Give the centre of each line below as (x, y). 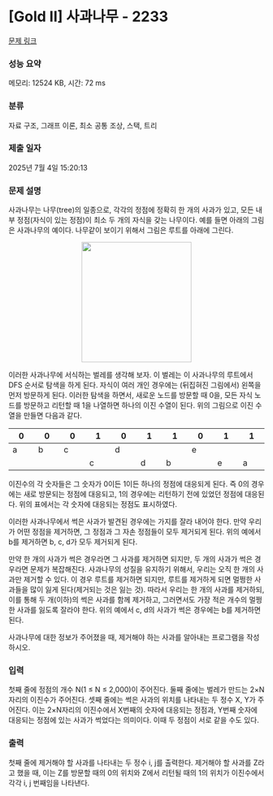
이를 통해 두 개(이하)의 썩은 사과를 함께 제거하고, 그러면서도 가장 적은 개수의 (128, 600)
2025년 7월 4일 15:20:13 (48, 167)
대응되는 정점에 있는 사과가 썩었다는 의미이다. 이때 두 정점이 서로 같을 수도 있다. (134, 720)
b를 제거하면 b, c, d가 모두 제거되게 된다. (73, 542)
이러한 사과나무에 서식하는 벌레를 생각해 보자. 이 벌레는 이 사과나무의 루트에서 (131, 375)
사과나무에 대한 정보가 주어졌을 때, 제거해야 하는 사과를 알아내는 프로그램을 (127, 638)
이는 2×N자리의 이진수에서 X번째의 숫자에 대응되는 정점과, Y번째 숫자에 (145, 710)
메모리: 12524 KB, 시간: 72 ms (57, 83)
